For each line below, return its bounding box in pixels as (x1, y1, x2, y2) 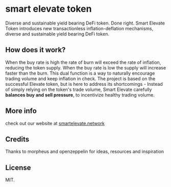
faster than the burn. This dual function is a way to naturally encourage (5, 70, 155, 76)
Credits (5, 135, 30, 144)
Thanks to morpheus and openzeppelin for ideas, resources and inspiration (5, 149, 164, 155)
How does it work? (5, 45, 66, 54)
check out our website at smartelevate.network (5, 120, 105, 126)
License (5, 163, 31, 172)
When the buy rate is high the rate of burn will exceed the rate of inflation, (5, 59, 161, 65)
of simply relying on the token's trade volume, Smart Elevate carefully (5, 86, 152, 92)
